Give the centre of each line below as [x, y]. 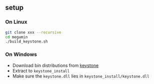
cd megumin [16, 37]
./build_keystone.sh [27, 41]
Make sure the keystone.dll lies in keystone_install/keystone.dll [81, 76]
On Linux [16, 22]
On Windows [21, 54]
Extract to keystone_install [41, 70]
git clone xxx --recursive [33, 32]
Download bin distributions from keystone [55, 65]
